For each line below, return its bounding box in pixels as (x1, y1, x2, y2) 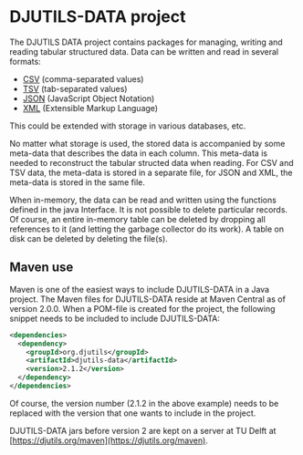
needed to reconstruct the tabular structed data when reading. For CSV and (9, 157, 294, 168)
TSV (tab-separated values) (22, 83, 128, 94)
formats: (9, 56, 41, 67)
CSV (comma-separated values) (22, 73, 144, 84)
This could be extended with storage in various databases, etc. (9, 120, 246, 131)
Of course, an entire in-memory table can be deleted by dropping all (9, 213, 266, 224)
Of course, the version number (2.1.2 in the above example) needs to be (9, 398, 279, 408)
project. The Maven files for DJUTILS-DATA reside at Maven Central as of (9, 294, 286, 305)
